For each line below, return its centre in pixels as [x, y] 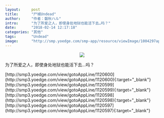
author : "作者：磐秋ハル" [33, 18]
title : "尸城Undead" [31, 14]
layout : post [23, 9]
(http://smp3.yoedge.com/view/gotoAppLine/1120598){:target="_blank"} [78, 100]
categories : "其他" [24, 32]
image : [12, 41]
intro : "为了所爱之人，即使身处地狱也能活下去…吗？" [58, 23]
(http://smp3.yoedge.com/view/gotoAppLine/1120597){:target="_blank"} [78, 110]
